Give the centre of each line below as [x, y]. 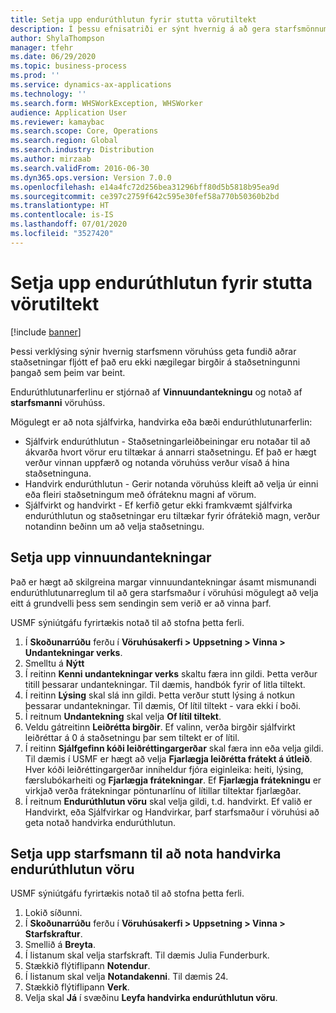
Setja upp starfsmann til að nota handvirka [146, 853]
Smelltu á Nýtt [54, 663]
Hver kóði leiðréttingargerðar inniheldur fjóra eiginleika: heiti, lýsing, [164, 769]
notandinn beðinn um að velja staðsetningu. [114, 526]
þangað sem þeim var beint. [68, 372]
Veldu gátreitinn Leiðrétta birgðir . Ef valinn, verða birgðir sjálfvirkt [160, 727]
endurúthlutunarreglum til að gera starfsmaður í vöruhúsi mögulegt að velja [164, 592]
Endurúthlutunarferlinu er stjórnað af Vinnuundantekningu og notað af [156, 392]
